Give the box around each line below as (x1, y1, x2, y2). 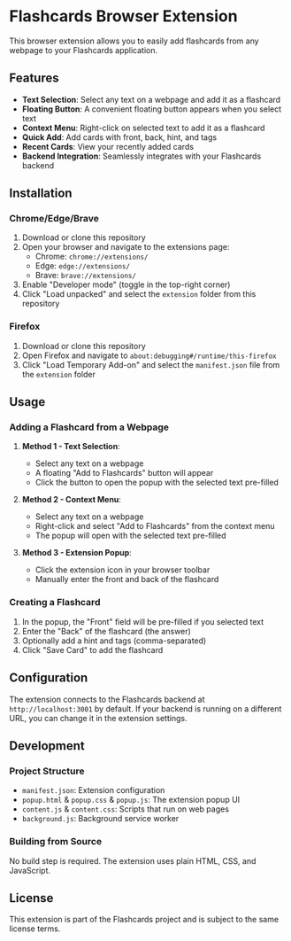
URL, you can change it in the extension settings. (9, 712, 188, 723)
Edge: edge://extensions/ (34, 261, 131, 271)
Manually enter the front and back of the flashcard (34, 574, 219, 585)
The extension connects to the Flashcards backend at (9, 694, 205, 704)
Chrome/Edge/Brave (9, 213, 100, 225)
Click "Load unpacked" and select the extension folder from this (21, 289, 257, 299)
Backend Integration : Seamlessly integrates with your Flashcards (21, 151, 262, 161)
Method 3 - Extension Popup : (21, 548, 133, 558)
